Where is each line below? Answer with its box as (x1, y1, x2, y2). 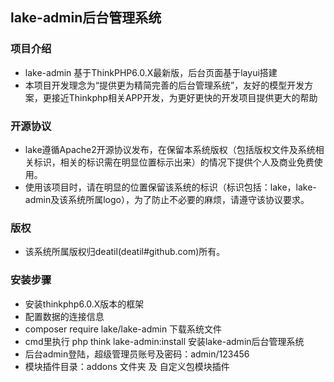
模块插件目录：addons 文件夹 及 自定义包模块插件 (24, 360, 230, 372)
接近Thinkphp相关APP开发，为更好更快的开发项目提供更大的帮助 (51, 91, 318, 103)
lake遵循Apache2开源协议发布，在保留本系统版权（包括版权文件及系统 (24, 143, 316, 155)
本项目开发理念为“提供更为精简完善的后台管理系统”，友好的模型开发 (24, 79, 305, 91)
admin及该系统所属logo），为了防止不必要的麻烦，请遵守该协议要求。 (24, 193, 310, 205)
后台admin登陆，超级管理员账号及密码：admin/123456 (24, 348, 250, 360)
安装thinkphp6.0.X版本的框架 (24, 298, 145, 310)
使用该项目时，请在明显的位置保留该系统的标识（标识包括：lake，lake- (24, 181, 317, 193)
